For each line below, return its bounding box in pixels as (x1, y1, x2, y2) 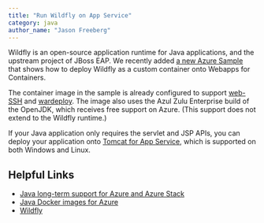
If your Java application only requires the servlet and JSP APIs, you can (8, 128, 240, 138)
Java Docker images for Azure (19, 198, 119, 207)
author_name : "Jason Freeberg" (8, 26, 111, 34)
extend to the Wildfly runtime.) (8, 113, 107, 123)
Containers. (8, 72, 46, 83)
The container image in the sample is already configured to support (8, 88, 227, 98)
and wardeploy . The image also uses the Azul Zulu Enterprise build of (24, 96, 250, 106)
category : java (8, 19, 58, 27)
